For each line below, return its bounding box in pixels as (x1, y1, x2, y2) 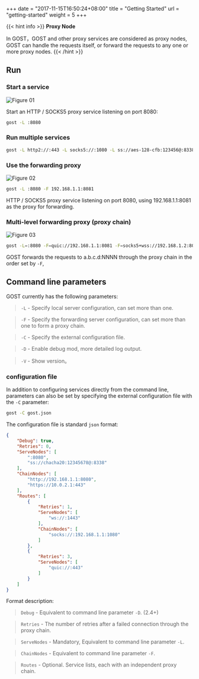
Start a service (6, 83, 49, 91)
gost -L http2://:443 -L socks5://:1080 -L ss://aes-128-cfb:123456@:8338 (6, 147, 195, 153)
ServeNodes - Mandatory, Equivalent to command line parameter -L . (20, 638, 185, 646)
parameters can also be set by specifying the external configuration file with (6, 392, 192, 399)
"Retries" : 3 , (37, 554, 73, 560)
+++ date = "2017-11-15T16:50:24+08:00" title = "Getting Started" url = (6, 5, 179, 12)
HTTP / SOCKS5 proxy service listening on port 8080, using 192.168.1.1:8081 (6, 196, 191, 204)
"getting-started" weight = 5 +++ (6, 11, 87, 18)
